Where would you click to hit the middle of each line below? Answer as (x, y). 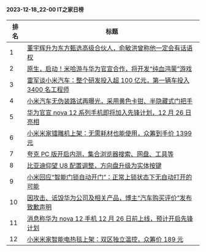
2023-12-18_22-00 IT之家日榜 (45, 9)
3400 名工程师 (48, 90)
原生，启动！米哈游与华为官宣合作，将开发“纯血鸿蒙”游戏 (109, 69)
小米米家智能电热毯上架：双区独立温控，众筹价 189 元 (105, 240)
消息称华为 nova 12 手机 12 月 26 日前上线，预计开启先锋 (110, 219)
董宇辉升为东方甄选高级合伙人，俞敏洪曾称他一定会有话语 (110, 48)
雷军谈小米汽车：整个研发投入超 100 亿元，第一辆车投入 (108, 81)
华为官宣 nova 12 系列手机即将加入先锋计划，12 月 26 (105, 112)
